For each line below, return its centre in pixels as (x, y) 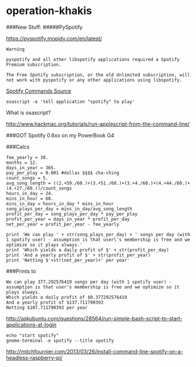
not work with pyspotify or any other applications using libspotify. (94, 80)
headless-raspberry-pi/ (34, 358)
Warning (16, 49)
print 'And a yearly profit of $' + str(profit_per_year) (78, 255)
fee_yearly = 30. (27, 157)
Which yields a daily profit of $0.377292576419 (67, 297)
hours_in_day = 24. (30, 193)
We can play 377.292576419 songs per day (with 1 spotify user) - (89, 282)
